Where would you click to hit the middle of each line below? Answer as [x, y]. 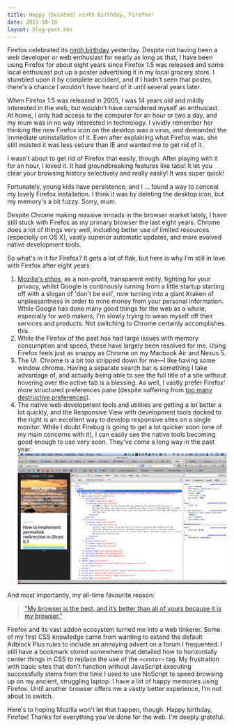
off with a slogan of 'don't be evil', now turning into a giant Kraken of [116, 294]
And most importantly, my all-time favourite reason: [81, 595]
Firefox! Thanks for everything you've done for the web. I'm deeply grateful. [116, 717]
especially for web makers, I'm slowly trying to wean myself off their [115, 316]
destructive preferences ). [54, 398]
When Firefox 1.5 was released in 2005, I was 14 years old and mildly [106, 100]
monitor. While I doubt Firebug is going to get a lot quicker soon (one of [120, 427]
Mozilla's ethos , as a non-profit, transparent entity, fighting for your [114, 279]
